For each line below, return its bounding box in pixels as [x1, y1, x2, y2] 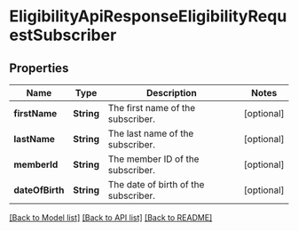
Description [145, 87, 197, 99]
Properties [9, 60, 69, 76]
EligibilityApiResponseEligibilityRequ [9, 6, 287, 27]
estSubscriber [9, 25, 117, 45]
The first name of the [107, 102, 196, 114]
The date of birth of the [107, 179, 205, 190]
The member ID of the [107, 153, 200, 165]
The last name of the [107, 127, 194, 139]
